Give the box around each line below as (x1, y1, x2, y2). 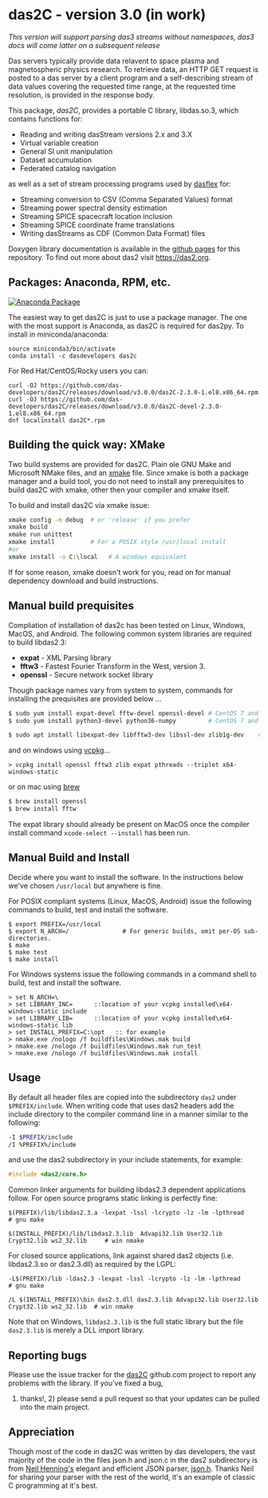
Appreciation (8, 1425, 75, 1439)
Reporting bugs (8, 1348, 88, 1362)
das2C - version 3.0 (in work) (8, 6, 207, 24)
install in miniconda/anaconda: (8, 330, 109, 339)
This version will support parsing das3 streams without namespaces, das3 (8, 32, 254, 42)
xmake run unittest (8, 530, 73, 539)
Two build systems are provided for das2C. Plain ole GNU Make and (8, 459, 231, 469)
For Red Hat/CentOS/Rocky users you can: (8, 366, 149, 375)
